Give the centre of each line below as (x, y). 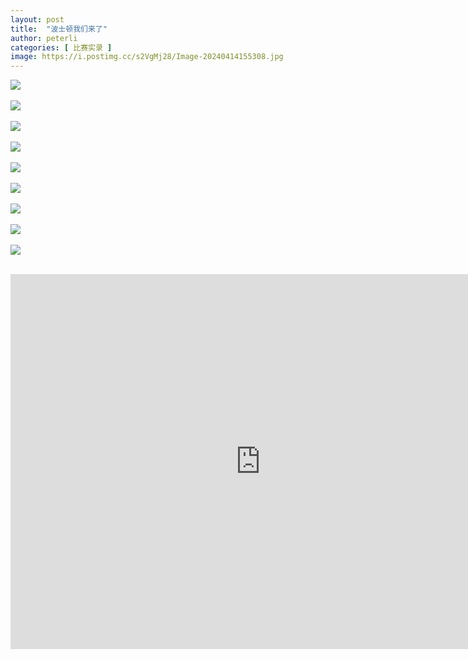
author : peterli (44, 38)
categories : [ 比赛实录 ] (61, 47)
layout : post (37, 19)
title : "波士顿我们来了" (59, 29)
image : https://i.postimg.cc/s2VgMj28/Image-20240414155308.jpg (147, 57)
